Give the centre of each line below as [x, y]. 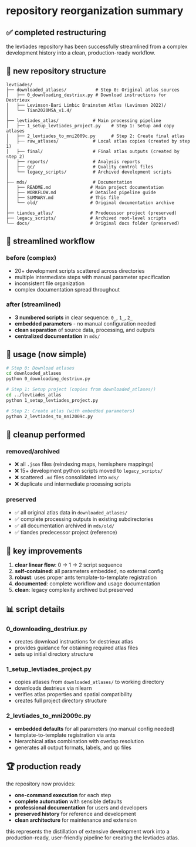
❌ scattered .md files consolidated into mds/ [67, 477]
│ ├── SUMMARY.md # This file [62, 198]
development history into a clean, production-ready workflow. [81, 53]
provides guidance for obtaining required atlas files [76, 648]
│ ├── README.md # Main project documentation [85, 187]
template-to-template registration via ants [65, 735]
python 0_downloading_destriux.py [48, 379]
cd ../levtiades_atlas [34, 395]
